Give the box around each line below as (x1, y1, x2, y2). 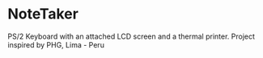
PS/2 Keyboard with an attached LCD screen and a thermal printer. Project (7, 31, 256, 41)
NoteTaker (7, 5, 78, 23)
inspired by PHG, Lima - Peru (7, 39, 104, 49)
